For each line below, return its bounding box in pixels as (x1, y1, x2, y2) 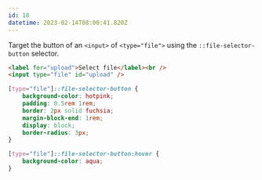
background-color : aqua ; (22, 157, 104, 165)
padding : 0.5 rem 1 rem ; (22, 99, 96, 107)
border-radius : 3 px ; (22, 128, 89, 137)
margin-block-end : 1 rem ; (22, 114, 104, 122)
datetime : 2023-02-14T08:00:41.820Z (8, 19, 128, 27)
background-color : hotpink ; (22, 92, 114, 100)
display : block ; (22, 121, 76, 129)
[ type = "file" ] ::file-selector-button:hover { (8, 150, 159, 158)
